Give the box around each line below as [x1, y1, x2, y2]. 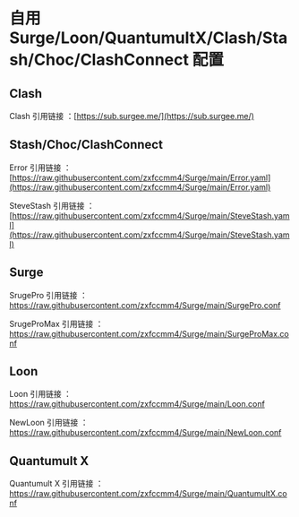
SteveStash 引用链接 [9, 200, 85, 211]
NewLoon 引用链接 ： [9, 418, 89, 428]
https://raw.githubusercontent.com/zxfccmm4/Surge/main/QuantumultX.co [9, 488, 288, 499]
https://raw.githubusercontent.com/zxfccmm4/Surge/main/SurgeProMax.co [9, 328, 289, 339]
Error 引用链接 [9, 162, 62, 173]
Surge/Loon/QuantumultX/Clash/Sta [9, 28, 288, 48]
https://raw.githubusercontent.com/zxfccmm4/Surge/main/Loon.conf [9, 399, 266, 409]
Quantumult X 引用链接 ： [9, 478, 105, 489]
